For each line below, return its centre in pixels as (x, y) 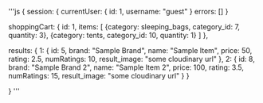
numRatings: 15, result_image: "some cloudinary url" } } (99, 76)
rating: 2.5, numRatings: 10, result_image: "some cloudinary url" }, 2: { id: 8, (131, 59)
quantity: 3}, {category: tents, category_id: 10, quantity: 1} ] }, (108, 35)
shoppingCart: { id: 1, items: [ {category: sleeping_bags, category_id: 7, (124, 27)
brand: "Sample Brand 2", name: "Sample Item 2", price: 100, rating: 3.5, (126, 67)
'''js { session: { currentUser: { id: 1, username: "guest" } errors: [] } (118, 11)
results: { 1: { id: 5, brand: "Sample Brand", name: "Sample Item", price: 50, (130, 50)
